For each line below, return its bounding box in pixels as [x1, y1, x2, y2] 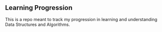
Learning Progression [5, 4, 73, 12]
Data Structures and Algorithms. [5, 21, 70, 27]
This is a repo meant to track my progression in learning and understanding [5, 16, 158, 22]
